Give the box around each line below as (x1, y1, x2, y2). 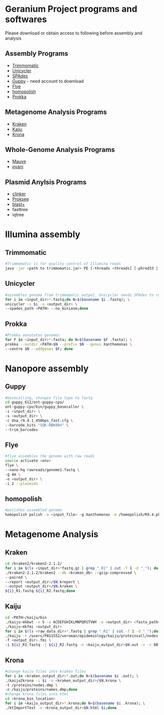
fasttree (12, 207, 28, 213)
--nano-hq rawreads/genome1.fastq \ (5, 468, 80, 472)
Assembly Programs (5, 49, 68, 58)
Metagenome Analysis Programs (5, 108, 107, 116)
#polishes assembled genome (5, 508, 62, 513)
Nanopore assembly (5, 363, 89, 374)
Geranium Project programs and (5, 3, 138, 15)
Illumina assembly (5, 229, 81, 240)
